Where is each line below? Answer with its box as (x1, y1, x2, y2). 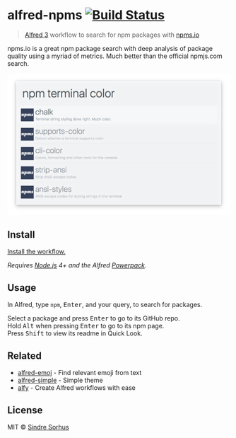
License (7, 404, 43, 416)
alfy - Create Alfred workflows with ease (17, 384, 136, 392)
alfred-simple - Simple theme (17, 376, 104, 385)
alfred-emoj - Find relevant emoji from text (17, 369, 142, 377)
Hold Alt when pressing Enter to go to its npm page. (7, 322, 165, 330)
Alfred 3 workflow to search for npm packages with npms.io (24, 30, 200, 39)
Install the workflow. (7, 248, 66, 256)
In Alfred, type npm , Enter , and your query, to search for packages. (7, 301, 203, 309)
